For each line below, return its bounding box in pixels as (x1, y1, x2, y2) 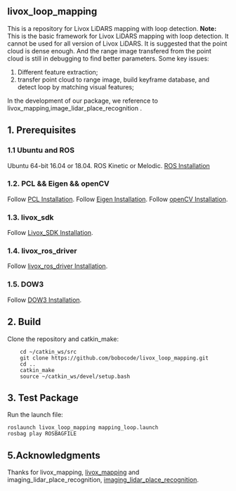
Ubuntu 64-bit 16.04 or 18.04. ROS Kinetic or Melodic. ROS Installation (7, 161, 211, 170)
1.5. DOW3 (7, 279, 44, 289)
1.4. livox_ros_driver (7, 246, 77, 256)
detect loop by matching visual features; (17, 82, 135, 91)
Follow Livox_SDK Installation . (7, 229, 93, 237)
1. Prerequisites (7, 125, 77, 136)
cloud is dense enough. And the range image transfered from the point (7, 46, 212, 55)
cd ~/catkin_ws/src (20, 348, 77, 355)
